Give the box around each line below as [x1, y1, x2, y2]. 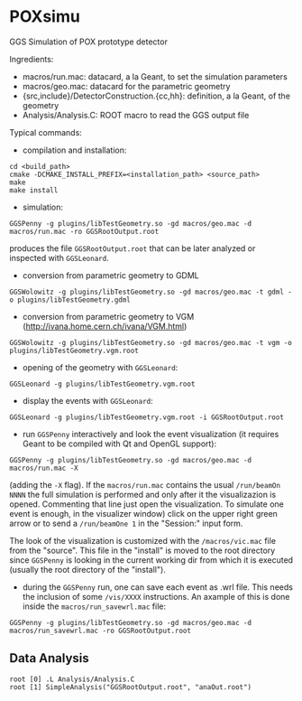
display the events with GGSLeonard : [22, 395, 153, 406]
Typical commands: [9, 126, 83, 137]
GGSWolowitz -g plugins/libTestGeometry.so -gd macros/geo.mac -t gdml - [9, 287, 293, 296]
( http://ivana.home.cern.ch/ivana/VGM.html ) [22, 321, 188, 332]
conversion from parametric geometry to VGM [22, 311, 195, 322]
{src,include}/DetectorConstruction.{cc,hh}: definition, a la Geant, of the [22, 90, 291, 101]
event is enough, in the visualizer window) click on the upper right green [9, 508, 278, 519]
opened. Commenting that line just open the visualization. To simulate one [9, 499, 284, 509]
